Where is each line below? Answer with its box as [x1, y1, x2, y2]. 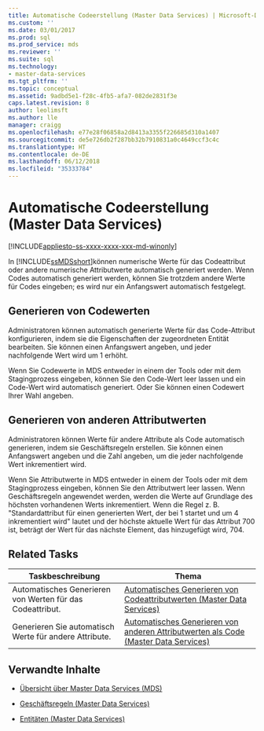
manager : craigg [8, 121, 61, 129]
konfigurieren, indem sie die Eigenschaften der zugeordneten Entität [8, 333, 229, 343]
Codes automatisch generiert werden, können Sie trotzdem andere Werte [8, 273, 246, 283]
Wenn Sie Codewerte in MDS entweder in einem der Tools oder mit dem [8, 365, 241, 375]
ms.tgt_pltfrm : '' [8, 77, 68, 85]
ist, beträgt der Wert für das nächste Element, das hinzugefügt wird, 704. [8, 524, 245, 534]
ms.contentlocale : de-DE [8, 150, 90, 158]
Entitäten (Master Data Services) [19, 714, 126, 724]
